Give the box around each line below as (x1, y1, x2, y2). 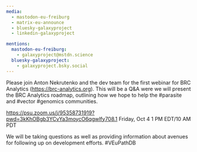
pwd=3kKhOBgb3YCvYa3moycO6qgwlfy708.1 (6, 115, 118, 122)
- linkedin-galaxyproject (11, 31, 75, 36)
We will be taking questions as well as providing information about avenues (6, 133, 188, 140)
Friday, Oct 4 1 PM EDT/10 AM (118, 115, 191, 122)
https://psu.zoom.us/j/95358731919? (6, 109, 95, 116)
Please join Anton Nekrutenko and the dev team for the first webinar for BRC (6, 79, 191, 86)
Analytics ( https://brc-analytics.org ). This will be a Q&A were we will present (6, 85, 191, 92)
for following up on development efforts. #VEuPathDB (6, 139, 136, 146)
